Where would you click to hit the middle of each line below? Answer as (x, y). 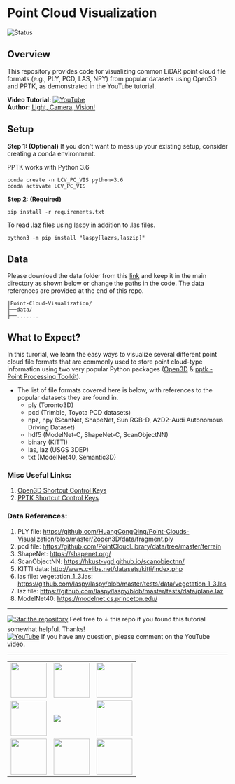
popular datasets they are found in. (68, 398)
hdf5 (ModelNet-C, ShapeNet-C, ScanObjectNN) (98, 435)
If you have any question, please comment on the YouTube (126, 636)
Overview (29, 54)
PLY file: (29, 531)
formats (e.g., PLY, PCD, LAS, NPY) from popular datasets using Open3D (112, 78)
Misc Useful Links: (40, 476)
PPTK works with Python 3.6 (48, 167)
